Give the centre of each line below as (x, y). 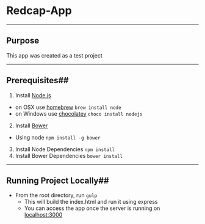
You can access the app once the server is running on (92, 208)
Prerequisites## (38, 80)
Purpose (23, 41)
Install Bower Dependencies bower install (69, 155)
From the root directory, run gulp (56, 195)
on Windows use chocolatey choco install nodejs (79, 113)
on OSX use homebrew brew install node (68, 107)
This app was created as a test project (54, 55)
